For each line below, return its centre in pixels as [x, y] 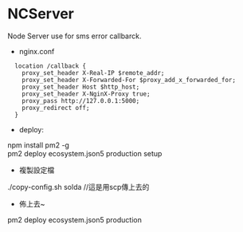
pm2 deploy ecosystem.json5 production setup [85, 153]
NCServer [41, 14]
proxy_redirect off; [56, 108]
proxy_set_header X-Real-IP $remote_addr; [93, 73]
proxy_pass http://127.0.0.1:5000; [81, 100]
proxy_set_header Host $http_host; [81, 87]
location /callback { [51, 66]
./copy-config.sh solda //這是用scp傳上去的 [78, 187]
